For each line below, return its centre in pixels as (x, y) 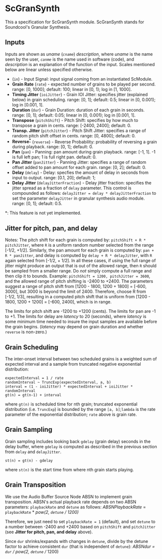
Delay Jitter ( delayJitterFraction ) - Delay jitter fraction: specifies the (81, 183)
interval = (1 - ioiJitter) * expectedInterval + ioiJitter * (69, 387)
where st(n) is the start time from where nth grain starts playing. (69, 470)
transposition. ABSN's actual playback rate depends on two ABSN (71, 502)
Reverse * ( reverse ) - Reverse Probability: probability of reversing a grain (84, 141)
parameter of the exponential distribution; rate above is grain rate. (71, 415)
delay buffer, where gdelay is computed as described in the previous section (81, 446)
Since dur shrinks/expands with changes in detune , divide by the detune (77, 541)
